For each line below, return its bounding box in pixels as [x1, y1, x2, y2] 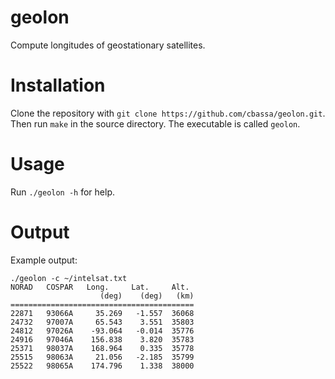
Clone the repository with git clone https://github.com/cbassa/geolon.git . [10, 107, 326, 119]
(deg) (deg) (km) [99, 291, 195, 301]
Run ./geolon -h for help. [10, 186, 115, 198]
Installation [10, 74, 106, 97]
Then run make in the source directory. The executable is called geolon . [10, 117, 301, 130]
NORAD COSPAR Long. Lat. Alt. [10, 282, 190, 292]
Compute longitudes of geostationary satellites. [10, 39, 206, 51]
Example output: [10, 254, 78, 266]
